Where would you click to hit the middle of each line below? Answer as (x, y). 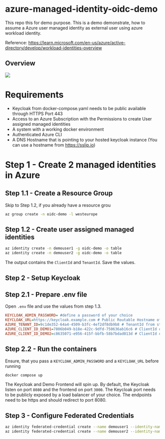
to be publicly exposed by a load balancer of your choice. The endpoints (79, 395)
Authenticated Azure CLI (37, 134)
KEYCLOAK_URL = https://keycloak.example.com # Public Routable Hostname (80, 320)
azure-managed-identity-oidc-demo (82, 9)
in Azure (23, 175)
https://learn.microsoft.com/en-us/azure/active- (77, 42)
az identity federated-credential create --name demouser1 (67, 427)
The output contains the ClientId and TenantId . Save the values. (70, 263)
